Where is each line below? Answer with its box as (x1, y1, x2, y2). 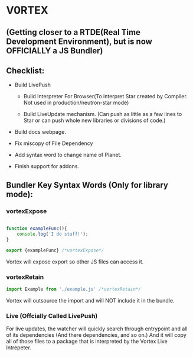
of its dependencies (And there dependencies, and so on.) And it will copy (6, 332, 187, 339)
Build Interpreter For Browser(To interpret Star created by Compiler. (23, 93, 188, 100)
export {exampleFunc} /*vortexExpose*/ (6, 247, 104, 253)
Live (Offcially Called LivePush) (6, 311, 98, 320)
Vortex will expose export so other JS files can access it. (6, 258, 144, 265)
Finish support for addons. (14, 163, 80, 170)
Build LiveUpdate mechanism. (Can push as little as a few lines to (23, 111, 182, 118)
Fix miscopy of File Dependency (14, 140, 93, 147)
